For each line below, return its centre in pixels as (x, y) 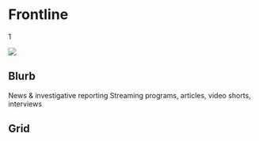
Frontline (38, 15)
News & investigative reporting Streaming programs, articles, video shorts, (129, 95)
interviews (25, 104)
